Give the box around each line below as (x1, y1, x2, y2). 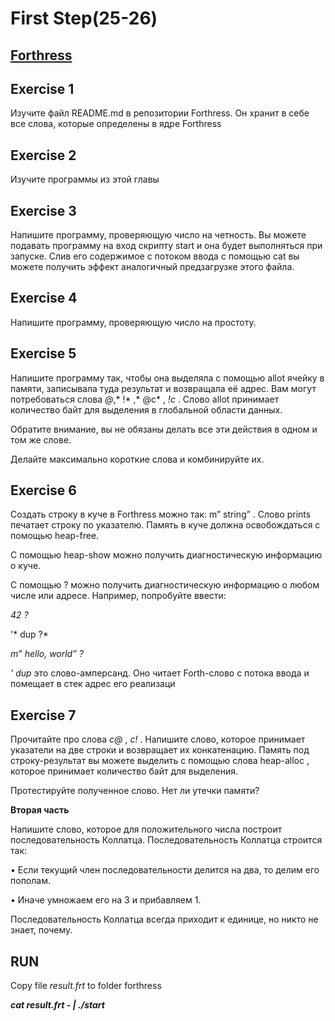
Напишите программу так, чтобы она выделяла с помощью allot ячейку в (10, 372, 325, 384)
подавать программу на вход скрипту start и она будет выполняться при (10, 240, 323, 252)
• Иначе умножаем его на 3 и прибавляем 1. (10, 894, 202, 906)
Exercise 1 (10, 80, 75, 97)
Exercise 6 (10, 482, 77, 499)
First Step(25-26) (10, 7, 158, 30)
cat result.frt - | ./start (10, 999, 105, 1011)
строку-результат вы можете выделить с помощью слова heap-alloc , (10, 755, 310, 767)
